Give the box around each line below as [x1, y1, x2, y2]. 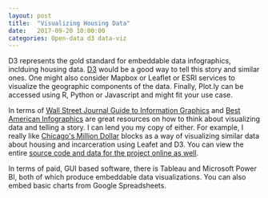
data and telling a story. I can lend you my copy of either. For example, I [8, 123, 244, 132]
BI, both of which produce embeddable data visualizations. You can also [8, 172, 246, 182]
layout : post [8, 11, 52, 20]
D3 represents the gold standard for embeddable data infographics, [8, 56, 231, 66]
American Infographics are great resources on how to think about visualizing [8, 114, 261, 124]
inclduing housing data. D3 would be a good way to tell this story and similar [8, 65, 260, 75]
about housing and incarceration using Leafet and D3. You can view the [8, 139, 244, 149]
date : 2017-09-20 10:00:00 [8, 26, 106, 34]
